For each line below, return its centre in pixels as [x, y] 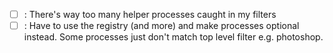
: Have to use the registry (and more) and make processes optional [161, 26]
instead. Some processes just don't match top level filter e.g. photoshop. [173, 37]
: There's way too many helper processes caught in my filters [150, 14]
